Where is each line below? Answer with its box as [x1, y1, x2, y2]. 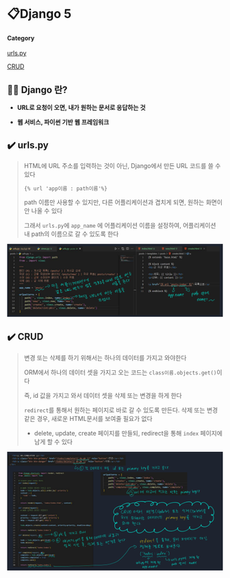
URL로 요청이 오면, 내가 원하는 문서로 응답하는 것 [16, 104, 146, 112]
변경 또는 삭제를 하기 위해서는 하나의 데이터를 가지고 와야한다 [23, 353, 187, 361]
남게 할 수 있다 [34, 437, 73, 446]
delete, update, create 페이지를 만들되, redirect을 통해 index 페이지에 [34, 429, 222, 437]
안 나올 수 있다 [23, 207, 63, 215]
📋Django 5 [7, 6, 72, 22]
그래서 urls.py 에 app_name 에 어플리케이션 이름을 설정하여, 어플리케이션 [23, 221, 216, 230]
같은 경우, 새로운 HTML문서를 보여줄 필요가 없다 [23, 414, 153, 422]
